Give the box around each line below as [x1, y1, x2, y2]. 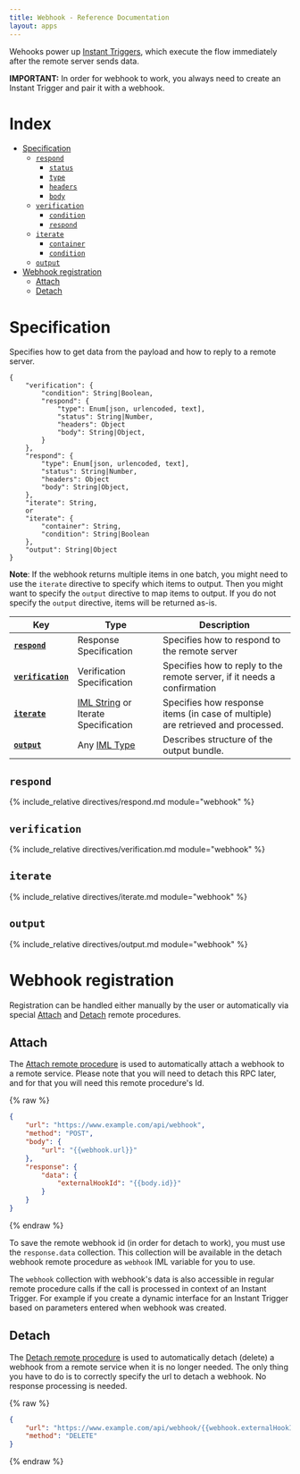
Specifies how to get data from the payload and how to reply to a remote [9, 346, 277, 358]
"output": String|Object [25, 546, 118, 555]
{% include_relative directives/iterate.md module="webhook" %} [9, 891, 248, 902]
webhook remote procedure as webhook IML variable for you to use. [9, 1256, 256, 1266]
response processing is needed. [9, 1380, 128, 1391]
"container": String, [41, 522, 122, 531]
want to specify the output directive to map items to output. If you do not [9, 588, 277, 599]
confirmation [162, 682, 217, 694]
